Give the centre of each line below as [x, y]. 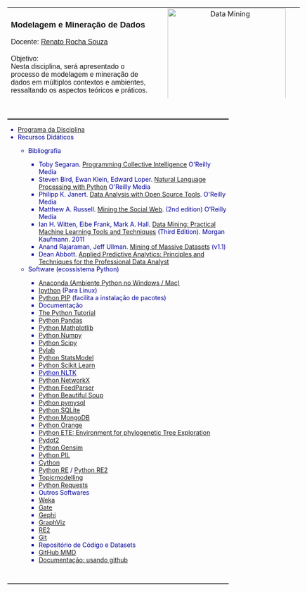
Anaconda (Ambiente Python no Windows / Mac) [109, 283]
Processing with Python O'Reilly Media [94, 187]
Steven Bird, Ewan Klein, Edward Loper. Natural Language [122, 179]
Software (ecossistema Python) [73, 269]
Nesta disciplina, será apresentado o [68, 66]
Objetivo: [25, 58]
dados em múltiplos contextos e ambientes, [78, 82]
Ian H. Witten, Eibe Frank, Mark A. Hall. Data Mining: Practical [127, 224]
